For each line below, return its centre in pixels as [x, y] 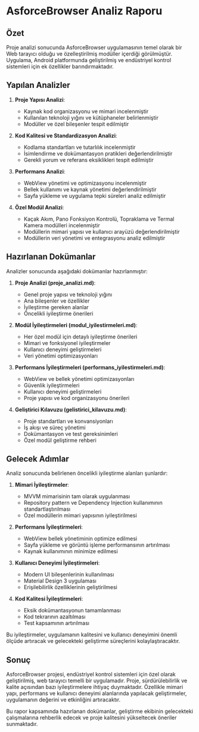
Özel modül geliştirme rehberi [60, 440]
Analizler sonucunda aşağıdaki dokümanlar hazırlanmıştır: [77, 271]
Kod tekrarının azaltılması [55, 617]
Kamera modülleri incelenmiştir [62, 225]
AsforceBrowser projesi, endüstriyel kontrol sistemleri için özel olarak [91, 675]
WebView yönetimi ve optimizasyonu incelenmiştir [85, 183]
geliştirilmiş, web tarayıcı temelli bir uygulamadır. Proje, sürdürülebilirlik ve [97, 681]
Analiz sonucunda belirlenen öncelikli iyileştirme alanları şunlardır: [87, 473]
